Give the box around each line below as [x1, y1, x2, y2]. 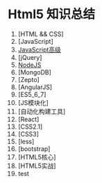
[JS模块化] [17, 98, 49, 106]
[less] [17, 137, 35, 145]
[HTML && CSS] [17, 29, 65, 38]
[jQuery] [17, 53, 42, 61]
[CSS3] [17, 129, 39, 138]
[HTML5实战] [17, 161, 56, 170]
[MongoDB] [17, 67, 51, 77]
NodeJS [17, 61, 42, 69]
